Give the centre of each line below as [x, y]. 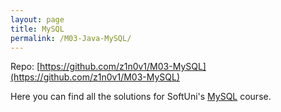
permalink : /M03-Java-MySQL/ [71, 38]
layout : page [37, 19]
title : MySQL [37, 29]
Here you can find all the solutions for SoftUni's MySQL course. [141, 97]
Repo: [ [25, 67]
